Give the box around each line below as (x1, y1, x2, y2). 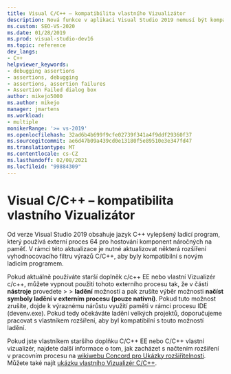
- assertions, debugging (7, 73, 78, 81)
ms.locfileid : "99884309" (7, 163, 81, 170)
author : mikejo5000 (7, 93, 63, 100)
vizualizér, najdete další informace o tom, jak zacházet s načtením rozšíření (7, 344, 219, 352)
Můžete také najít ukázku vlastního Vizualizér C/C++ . (7, 358, 157, 367)
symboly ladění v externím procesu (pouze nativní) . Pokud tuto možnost (7, 294, 217, 303)
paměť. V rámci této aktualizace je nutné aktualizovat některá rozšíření (7, 244, 206, 253)
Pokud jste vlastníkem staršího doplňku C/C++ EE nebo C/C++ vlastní (7, 337, 205, 345)
